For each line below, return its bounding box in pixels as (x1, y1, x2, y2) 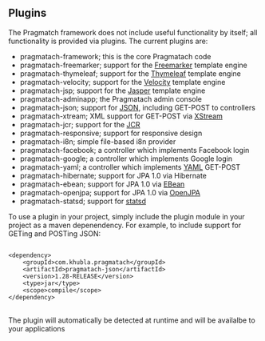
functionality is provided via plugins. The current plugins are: (8, 36, 208, 46)
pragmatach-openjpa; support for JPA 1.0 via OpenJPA (19, 187, 201, 197)
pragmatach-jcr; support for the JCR (19, 119, 141, 129)
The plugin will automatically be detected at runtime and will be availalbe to (8, 315, 255, 325)
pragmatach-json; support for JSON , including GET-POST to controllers (19, 102, 255, 112)
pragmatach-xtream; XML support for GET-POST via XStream (19, 111, 223, 121)
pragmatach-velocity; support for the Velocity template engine (19, 77, 226, 86)
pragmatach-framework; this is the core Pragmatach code (19, 51, 212, 61)
